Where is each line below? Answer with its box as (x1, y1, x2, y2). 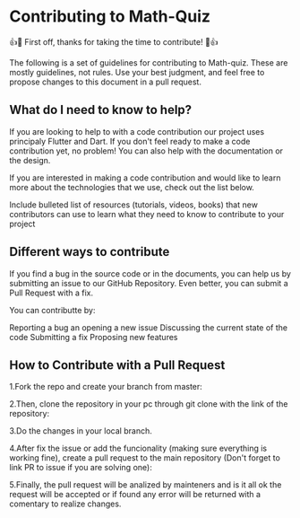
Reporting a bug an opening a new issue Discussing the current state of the (9, 321, 288, 333)
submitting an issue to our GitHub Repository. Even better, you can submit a (9, 277, 288, 288)
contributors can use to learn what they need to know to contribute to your (9, 208, 285, 219)
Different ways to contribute (9, 244, 170, 259)
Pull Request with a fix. (9, 287, 94, 298)
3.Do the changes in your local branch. (9, 426, 152, 436)
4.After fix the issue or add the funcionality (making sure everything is (9, 443, 267, 454)
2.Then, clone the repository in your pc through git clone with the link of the (9, 399, 288, 409)
